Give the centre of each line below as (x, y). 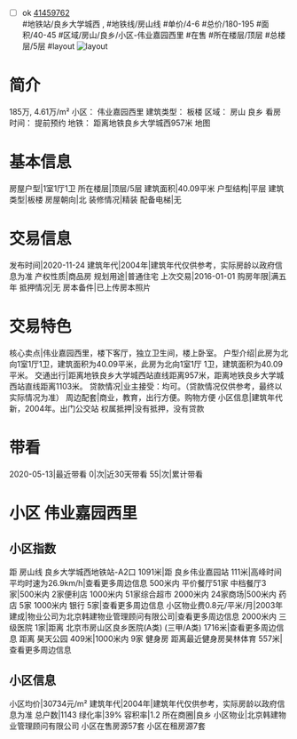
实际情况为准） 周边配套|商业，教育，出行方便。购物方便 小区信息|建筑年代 (146, 397)
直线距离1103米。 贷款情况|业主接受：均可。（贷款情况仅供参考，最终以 (153, 386)
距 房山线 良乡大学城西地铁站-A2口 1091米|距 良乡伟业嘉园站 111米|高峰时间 (145, 572)
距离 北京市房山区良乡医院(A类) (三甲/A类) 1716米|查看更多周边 (162, 627)
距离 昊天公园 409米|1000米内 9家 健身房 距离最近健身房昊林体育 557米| (151, 639)
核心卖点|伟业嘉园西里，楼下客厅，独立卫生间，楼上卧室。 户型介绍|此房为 (145, 353)
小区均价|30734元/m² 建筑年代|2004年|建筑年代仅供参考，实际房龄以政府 (143, 703)
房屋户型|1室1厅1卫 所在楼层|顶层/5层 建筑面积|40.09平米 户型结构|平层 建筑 (147, 188)
